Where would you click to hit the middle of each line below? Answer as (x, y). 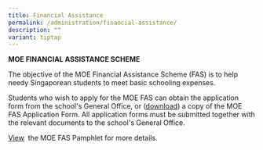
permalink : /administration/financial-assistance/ (93, 23)
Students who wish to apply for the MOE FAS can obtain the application (124, 98)
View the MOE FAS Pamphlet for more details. (83, 138)
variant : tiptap (35, 37)
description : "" (35, 30)
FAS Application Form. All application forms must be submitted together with (131, 115)
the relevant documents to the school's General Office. (97, 123)
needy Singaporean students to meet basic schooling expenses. (112, 83)
